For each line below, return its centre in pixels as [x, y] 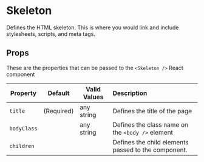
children [22, 146]
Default [59, 93]
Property [23, 93]
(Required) [59, 111]
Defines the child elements [151, 142]
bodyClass [23, 128]
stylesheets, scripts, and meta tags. [51, 33]
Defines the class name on [150, 124]
